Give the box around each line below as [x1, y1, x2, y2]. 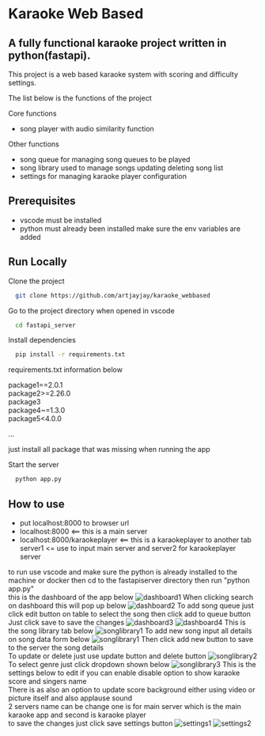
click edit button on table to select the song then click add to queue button [8, 609, 251, 618]
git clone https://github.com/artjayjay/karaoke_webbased [15, 291, 211, 299]
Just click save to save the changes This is [8, 617, 247, 627]
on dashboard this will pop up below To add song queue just [8, 601, 255, 610]
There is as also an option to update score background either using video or [8, 685, 256, 694]
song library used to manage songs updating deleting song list [19, 163, 224, 173]
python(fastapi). [8, 48, 91, 62]
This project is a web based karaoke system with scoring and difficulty [8, 70, 239, 79]
